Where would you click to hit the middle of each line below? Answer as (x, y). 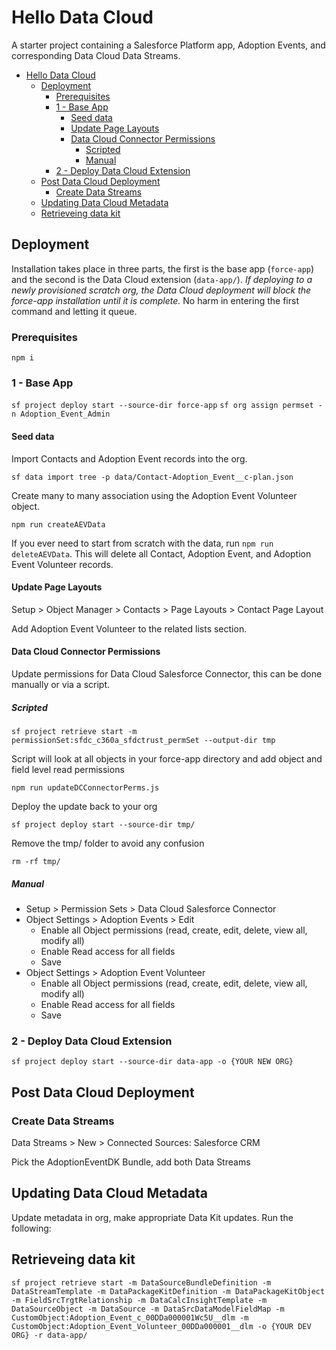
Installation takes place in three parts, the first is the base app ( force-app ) (163, 268)
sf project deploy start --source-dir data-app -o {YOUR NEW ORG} (152, 1062)
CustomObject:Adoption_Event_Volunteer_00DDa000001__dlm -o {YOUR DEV (161, 1326)
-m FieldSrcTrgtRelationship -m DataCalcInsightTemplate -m (139, 1300)
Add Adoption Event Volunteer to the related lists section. (129, 628)
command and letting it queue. (74, 311)
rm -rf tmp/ (36, 861)
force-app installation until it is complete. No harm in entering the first (155, 300)
